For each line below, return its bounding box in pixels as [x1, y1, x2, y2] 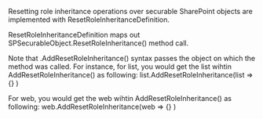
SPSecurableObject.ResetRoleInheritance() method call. [8, 38, 189, 48]
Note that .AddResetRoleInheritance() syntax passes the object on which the [8, 54, 256, 63]
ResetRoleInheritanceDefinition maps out [8, 31, 141, 39]
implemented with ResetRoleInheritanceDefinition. [8, 15, 170, 24]
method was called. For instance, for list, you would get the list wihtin [8, 62, 232, 71]
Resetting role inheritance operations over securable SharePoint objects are [8, 7, 254, 16]
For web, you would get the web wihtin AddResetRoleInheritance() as [8, 94, 232, 103]
